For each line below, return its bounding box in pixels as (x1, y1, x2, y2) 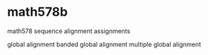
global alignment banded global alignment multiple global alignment (7, 40, 202, 48)
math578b (7, 4, 68, 20)
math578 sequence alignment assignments (7, 27, 131, 35)
